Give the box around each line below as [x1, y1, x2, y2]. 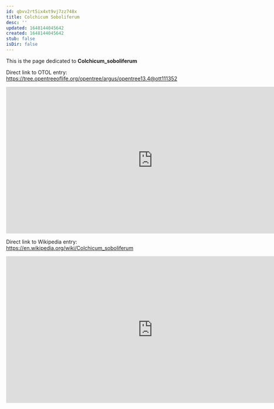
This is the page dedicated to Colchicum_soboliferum [6, 57, 138, 65]
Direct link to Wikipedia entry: [6, 238, 77, 245]
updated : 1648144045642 [6, 25, 64, 31]
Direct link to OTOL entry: [6, 69, 67, 76]
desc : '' [6, 19, 28, 25]
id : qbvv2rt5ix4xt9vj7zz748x [6, 8, 77, 15]
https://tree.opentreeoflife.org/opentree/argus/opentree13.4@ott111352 [6, 75, 177, 82]
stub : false [6, 36, 35, 42]
